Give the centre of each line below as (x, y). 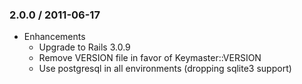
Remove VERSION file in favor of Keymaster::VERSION (150, 58)
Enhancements (54, 37)
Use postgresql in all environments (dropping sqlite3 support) (165, 69)
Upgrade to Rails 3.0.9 (84, 47)
